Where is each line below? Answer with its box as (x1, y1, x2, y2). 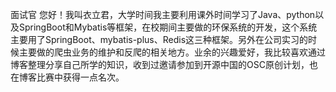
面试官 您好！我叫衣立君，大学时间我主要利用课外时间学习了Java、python (10, 9, 316, 20)
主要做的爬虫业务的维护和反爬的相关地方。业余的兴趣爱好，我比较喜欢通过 (18, 46, 326, 58)
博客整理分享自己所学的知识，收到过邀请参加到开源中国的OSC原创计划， (10, 59, 310, 70)
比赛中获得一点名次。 (36, 71, 125, 83)
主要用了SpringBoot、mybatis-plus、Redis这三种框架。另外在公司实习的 (10, 34, 309, 45)
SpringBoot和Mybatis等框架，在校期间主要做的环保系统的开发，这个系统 (18, 21, 318, 33)
